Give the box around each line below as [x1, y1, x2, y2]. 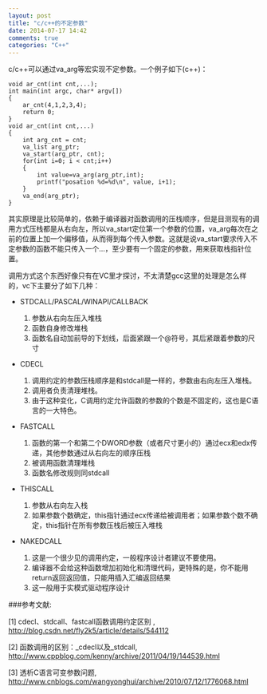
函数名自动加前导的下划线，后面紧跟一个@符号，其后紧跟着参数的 [31, 333, 249, 343]
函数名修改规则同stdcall [31, 468, 110, 478]
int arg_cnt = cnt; [22, 137, 88, 145]
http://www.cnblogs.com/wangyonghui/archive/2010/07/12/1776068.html [8, 676, 249, 687]
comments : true [8, 34, 59, 42]
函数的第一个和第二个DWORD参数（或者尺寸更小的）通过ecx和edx [31, 438, 251, 448]
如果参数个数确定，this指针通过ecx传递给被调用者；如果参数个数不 [31, 510, 251, 520]
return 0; [22, 109, 56, 117]
